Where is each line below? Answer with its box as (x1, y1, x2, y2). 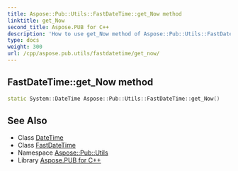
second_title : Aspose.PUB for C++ (7, 23, 110, 31)
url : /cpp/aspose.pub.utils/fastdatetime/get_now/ (7, 50, 160, 57)
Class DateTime (17, 133, 64, 142)
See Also (7, 114, 47, 126)
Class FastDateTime (17, 141, 76, 150)
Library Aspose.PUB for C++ (17, 156, 101, 165)
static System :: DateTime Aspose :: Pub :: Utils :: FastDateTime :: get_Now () (7, 95, 220, 102)
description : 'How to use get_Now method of (7, 30, 141, 38)
